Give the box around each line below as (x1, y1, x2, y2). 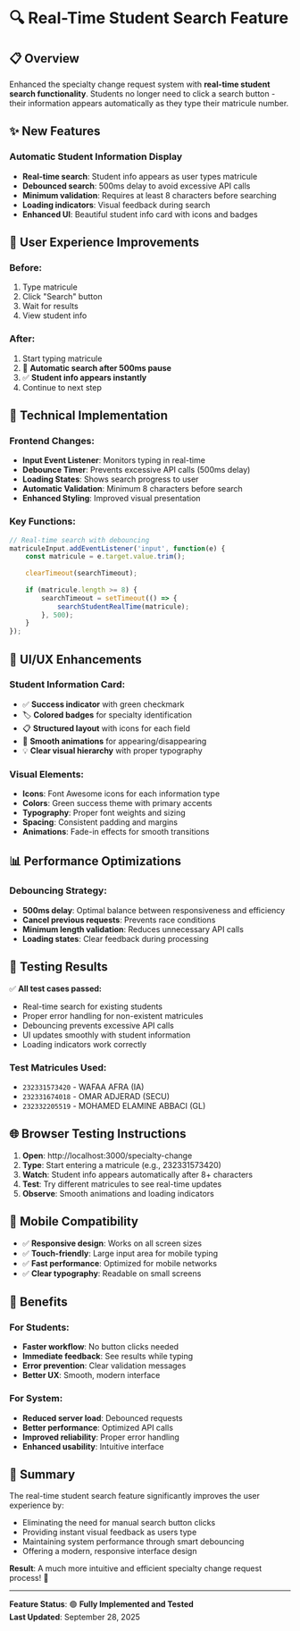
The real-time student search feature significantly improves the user (9, 1491, 261, 1501)
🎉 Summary (9, 1467, 76, 1482)
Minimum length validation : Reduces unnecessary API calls (21, 923, 244, 935)
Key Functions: (9, 516, 76, 528)
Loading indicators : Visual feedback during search (21, 199, 211, 210)
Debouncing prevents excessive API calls (21, 1020, 174, 1030)
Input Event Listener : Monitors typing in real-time (21, 455, 205, 466)
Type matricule (21, 282, 78, 292)
